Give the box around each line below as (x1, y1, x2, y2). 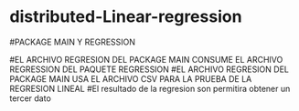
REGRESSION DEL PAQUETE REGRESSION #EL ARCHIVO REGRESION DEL (9, 64, 290, 75)
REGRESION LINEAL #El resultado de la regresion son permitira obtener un (9, 83, 291, 94)
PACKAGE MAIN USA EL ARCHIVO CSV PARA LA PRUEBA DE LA (9, 73, 252, 84)
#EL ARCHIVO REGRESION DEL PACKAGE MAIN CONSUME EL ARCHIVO (9, 54, 283, 65)
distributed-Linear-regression (9, 6, 242, 27)
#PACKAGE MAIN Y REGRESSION (9, 36, 135, 47)
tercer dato (9, 93, 52, 104)
